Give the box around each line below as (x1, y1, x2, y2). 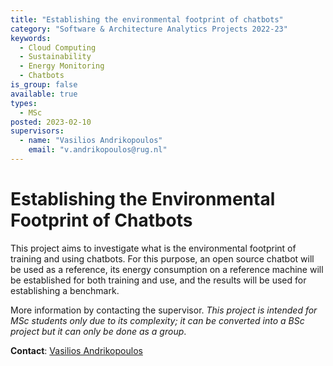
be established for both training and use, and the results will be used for (10, 274, 307, 286)
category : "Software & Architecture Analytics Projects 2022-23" (10, 24, 288, 34)
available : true (10, 89, 78, 99)
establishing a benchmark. (10, 284, 120, 296)
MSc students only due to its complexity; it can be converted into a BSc (10, 314, 305, 326)
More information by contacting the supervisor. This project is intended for (10, 304, 318, 316)
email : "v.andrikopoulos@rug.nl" (28, 145, 168, 155)
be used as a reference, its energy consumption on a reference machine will (10, 263, 324, 275)
